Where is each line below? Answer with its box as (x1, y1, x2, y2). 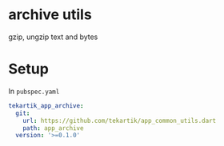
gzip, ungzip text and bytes (8, 32, 98, 41)
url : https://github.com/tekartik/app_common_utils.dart (22, 116, 217, 124)
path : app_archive (22, 124, 84, 132)
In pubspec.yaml (8, 86, 60, 96)
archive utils (8, 6, 92, 24)
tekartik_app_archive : (8, 101, 84, 109)
